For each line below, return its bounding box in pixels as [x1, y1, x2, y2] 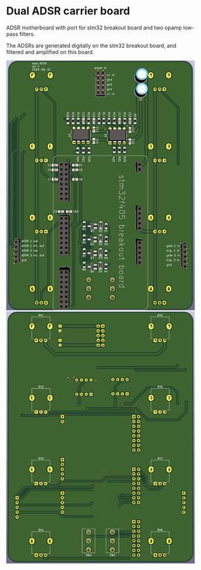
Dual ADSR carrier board [6, 4, 130, 18]
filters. [19, 30, 35, 37]
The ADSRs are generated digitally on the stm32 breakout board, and [6, 42, 176, 49]
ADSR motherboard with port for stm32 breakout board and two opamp [6, 24, 182, 31]
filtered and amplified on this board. [6, 48, 95, 55]
